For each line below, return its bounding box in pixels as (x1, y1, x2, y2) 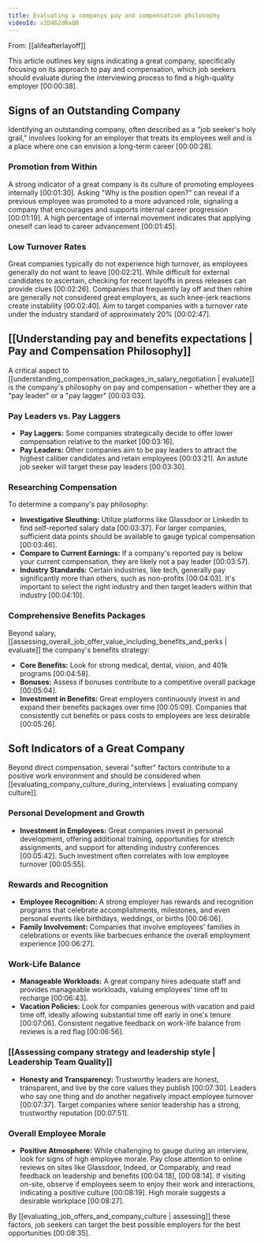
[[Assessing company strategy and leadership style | (8, 1047, 216, 1058)
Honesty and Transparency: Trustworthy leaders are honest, (19, 1074, 219, 1084)
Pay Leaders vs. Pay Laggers (8, 410, 121, 421)
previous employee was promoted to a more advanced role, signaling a (8, 196, 239, 205)
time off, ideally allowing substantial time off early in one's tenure (19, 1010, 231, 1020)
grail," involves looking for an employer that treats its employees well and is (8, 134, 253, 143)
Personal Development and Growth (8, 807, 145, 818)
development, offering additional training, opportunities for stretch (19, 834, 235, 844)
